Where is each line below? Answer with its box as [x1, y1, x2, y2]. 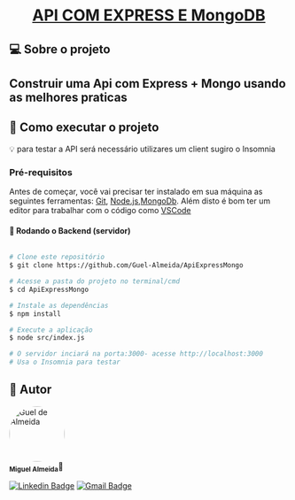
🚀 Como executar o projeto [9, 120, 159, 135]
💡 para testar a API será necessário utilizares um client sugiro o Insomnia [9, 143, 276, 154]
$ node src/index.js [9, 334, 86, 342]
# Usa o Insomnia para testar [9, 358, 121, 367]
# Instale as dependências [9, 301, 109, 310]
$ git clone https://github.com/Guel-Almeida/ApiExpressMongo [9, 261, 244, 270]
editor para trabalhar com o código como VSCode [9, 205, 192, 216]
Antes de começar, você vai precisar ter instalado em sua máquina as [9, 187, 263, 197]
